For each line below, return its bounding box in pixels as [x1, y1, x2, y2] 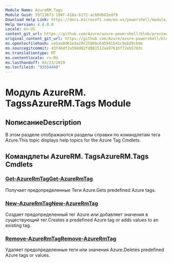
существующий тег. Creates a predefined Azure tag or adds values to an [5, 217, 159, 223]
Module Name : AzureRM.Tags [5, 7, 63, 13]
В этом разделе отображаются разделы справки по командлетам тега [5, 132, 160, 138]
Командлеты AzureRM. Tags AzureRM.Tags [5, 152, 149, 160]
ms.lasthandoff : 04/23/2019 [5, 60, 66, 65]
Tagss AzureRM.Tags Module [5, 98, 132, 109]
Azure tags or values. [5, 252, 50, 258]
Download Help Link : [5, 17, 50, 22]
